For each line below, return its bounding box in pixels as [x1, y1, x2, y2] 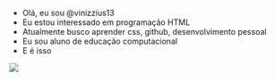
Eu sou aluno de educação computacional [21, 36, 177, 46]
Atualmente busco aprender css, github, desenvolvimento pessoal [21, 27, 267, 36]
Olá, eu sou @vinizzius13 [21, 8, 115, 18]
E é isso [21, 45, 52, 56]
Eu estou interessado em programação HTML [21, 17, 191, 28]
